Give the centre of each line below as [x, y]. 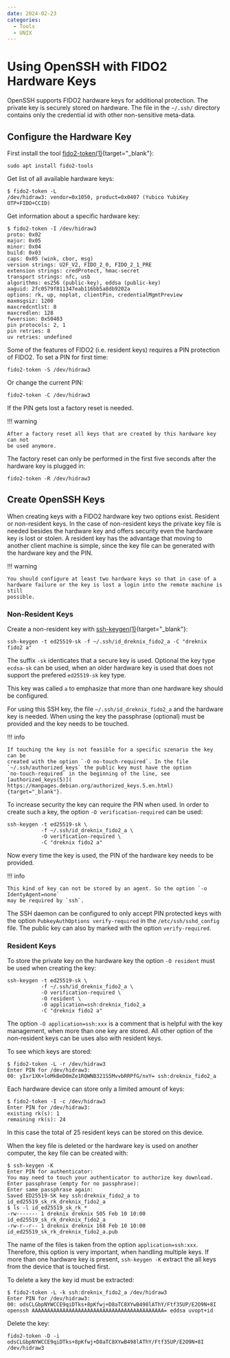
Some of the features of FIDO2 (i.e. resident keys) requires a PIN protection [114, 350]
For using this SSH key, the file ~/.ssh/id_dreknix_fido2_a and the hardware [115, 709]
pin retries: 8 [29, 331]
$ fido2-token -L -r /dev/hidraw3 [57, 1064]
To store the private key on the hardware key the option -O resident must [111, 961]
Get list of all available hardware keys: [61, 179]
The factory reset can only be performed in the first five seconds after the [112, 459]
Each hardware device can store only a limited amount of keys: [96, 1089]
